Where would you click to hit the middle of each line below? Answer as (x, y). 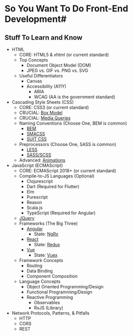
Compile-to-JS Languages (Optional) (57, 176)
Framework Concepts (41, 260)
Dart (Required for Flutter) (53, 186)
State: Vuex (46, 255)
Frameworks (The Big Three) (48, 223)
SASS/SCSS (39, 155)
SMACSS (36, 134)
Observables (47, 302)
